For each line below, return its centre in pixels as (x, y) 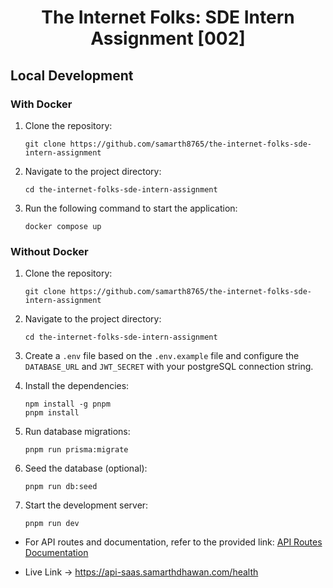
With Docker (41, 104)
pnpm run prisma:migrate (76, 450)
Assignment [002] (168, 38)
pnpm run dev (52, 524)
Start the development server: (86, 505)
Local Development (72, 75)
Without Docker (49, 251)
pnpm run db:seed (61, 487)
